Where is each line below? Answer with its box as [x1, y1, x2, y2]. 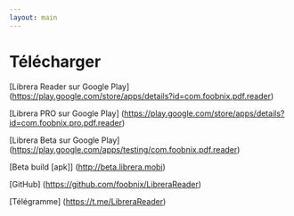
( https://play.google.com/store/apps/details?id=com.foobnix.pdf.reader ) [9, 90, 274, 101]
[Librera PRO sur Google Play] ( [9, 108, 125, 119]
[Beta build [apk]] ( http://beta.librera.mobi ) [9, 162, 167, 172]
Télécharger [9, 51, 102, 71]
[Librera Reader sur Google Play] [9, 81, 130, 92]
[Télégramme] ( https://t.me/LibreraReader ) [9, 195, 167, 206]
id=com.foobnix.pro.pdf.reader [9, 117, 123, 128]
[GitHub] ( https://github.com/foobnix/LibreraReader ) [9, 179, 202, 189]
